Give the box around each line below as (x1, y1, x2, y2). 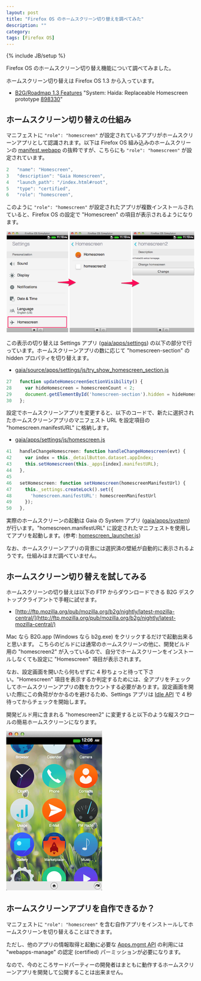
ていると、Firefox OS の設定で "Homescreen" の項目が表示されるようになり (6, 211, 193, 218)
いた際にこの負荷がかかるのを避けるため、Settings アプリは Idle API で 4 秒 (6, 691, 193, 698)
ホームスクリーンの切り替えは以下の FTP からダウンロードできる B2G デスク (6, 588, 194, 596)
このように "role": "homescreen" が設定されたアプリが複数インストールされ (6, 204, 194, 211)
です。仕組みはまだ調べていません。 (11, 552, 100, 560)
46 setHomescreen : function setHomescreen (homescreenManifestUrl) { (6, 480, 186, 486)
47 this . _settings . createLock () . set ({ (6, 486, 114, 493)
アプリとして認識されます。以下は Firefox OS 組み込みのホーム (16, 138, 170, 146)
